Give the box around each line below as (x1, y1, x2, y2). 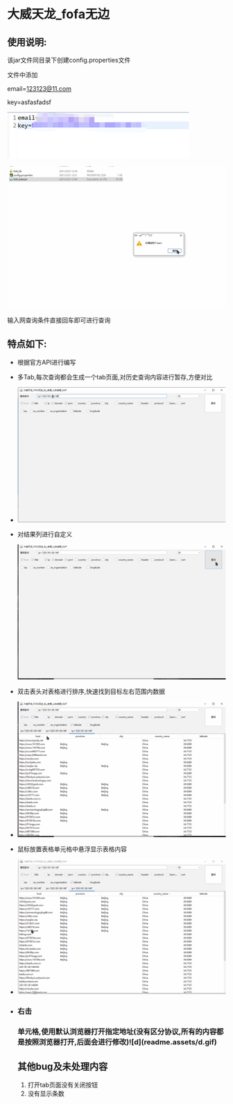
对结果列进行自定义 (17, 530, 73, 538)
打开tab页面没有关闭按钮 (27, 1080, 98, 1089)
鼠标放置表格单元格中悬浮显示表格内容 (17, 845, 127, 853)
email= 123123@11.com (7, 85, 71, 92)
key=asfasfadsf (7, 98, 52, 106)
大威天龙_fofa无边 (7, 6, 110, 22)
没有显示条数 (27, 1089, 64, 1098)
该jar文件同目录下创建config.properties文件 (7, 56, 131, 64)
